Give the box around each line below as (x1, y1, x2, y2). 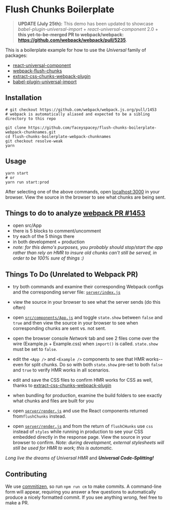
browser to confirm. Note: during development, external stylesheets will (12, 440, 164, 446)
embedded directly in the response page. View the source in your (12, 434, 151, 440)
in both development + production (12, 239, 85, 245)
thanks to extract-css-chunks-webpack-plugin (12, 382, 112, 388)
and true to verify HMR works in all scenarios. (12, 367, 110, 373)
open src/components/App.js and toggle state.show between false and (12, 315, 163, 321)
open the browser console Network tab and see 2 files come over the (12, 335, 160, 342)
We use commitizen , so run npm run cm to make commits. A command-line (5, 483, 162, 489)
